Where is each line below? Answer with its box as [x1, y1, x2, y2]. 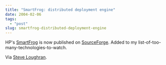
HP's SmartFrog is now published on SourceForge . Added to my [5, 39, 137, 45]
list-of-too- [138, 39, 161, 45]
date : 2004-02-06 [5, 12, 42, 17]
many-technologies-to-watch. [5, 45, 67, 51]
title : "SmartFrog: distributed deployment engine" [5, 7, 115, 12]
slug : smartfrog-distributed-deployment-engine [5, 26, 107, 31]
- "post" [10, 21, 28, 26]
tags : [5, 16, 17, 21]
